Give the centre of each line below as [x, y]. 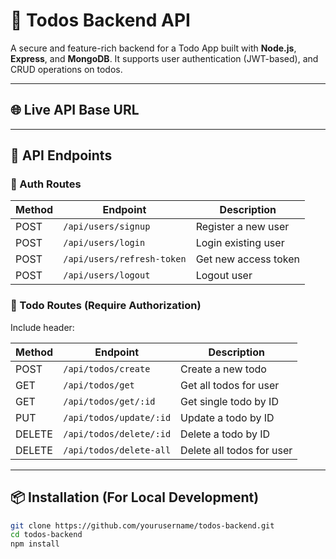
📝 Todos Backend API [100, 20]
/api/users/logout [107, 275]
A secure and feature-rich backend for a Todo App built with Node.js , [153, 48]
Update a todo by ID [227, 417]
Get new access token [247, 259]
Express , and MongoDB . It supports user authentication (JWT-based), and [164, 58]
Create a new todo [223, 369]
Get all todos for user [230, 385]
